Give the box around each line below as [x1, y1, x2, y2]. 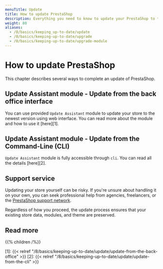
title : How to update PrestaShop [5, 12, 73, 17]
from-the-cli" [5, 258, 32, 265]
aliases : [5, 25, 23, 30]
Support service [5, 174, 55, 183]
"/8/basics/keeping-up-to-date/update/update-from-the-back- [31, 248, 158, 254]
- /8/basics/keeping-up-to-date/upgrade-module [9, 39, 108, 44]
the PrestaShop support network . [5, 198, 72, 203]
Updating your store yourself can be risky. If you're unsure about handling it [5, 187, 157, 193]
